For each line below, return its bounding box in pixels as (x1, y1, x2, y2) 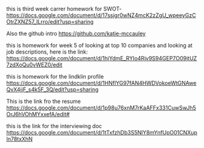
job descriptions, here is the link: (6, 48, 88, 55)
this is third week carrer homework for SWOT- (6, 5, 122, 12)
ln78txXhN (6, 135, 33, 143)
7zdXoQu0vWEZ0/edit (6, 61, 63, 68)
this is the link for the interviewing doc (6, 122, 102, 130)
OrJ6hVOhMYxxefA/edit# (6, 111, 70, 118)
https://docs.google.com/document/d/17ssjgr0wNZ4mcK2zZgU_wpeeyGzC (6, 12, 196, 19)
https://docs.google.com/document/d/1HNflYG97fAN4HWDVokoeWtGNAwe (6, 79, 197, 86)
